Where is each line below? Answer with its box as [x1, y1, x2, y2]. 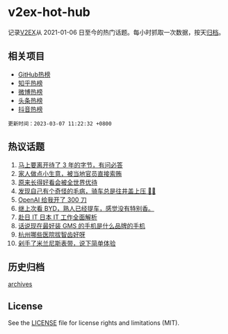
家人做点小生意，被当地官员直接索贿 [17, 169, 122, 177]
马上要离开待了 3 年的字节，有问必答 [17, 161, 124, 169]
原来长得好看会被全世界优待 [17, 178, 98, 186]
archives [8, 280, 33, 289]
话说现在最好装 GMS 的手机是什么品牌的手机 [17, 221, 145, 230]
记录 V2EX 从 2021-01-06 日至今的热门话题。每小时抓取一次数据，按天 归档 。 [8, 28, 225, 36]
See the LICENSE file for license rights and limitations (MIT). [8, 319, 180, 327]
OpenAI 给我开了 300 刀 [17, 196, 88, 204]
